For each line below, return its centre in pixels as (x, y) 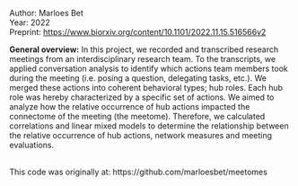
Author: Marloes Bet (46, 13)
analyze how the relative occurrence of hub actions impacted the (130, 106)
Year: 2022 (30, 22)
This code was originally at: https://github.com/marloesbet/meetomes (138, 172)
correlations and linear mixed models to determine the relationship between (149, 126)
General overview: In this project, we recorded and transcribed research (144, 49)
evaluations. (32, 145)
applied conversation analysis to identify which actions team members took (149, 68)
